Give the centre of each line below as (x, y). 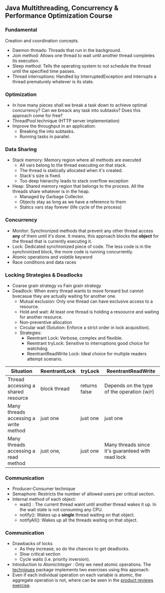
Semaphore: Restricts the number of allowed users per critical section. (83, 494)
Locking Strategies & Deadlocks (44, 275)
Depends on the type (129, 385)
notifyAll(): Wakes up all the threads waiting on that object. (79, 520)
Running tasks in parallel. (45, 136)
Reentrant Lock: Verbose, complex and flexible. (75, 338)
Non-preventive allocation (46, 322)
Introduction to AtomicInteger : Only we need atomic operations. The (82, 564)
